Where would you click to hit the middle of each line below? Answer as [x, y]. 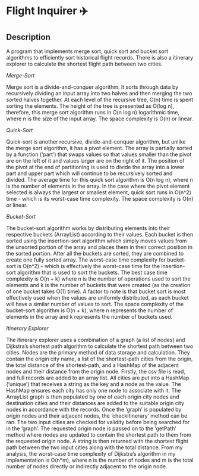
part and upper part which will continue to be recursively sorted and [89, 173]
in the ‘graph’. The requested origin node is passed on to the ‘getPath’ [91, 428]
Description [28, 37]
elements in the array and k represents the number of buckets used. [89, 317]
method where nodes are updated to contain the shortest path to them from [99, 435]
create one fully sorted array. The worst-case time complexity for [86, 260]
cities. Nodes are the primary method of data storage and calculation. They [98, 352]
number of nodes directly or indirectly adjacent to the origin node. [87, 466]
